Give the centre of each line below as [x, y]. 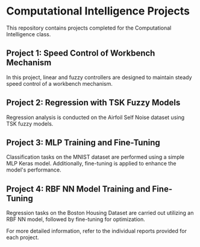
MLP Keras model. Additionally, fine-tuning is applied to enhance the [91, 164]
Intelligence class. [29, 34]
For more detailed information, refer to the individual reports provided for [96, 231]
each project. [23, 237]
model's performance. [34, 170]
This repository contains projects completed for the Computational [89, 28]
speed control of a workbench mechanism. [60, 83]
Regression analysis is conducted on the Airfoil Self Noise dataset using [95, 117]
